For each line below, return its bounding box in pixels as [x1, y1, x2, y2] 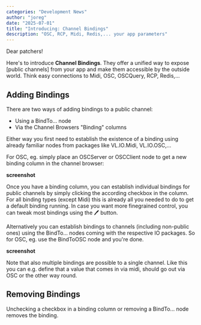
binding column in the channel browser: [6, 159, 104, 167]
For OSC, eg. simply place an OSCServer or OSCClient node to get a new [6, 153, 187, 160]
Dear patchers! [6, 48, 43, 55]
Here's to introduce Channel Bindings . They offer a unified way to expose [6, 60, 190, 67]
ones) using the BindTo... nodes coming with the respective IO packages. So [6, 229, 196, 237]
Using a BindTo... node [14, 117, 71, 124]
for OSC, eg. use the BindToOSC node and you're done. [6, 235, 144, 243]
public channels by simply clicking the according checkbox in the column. [6, 189, 189, 196]
